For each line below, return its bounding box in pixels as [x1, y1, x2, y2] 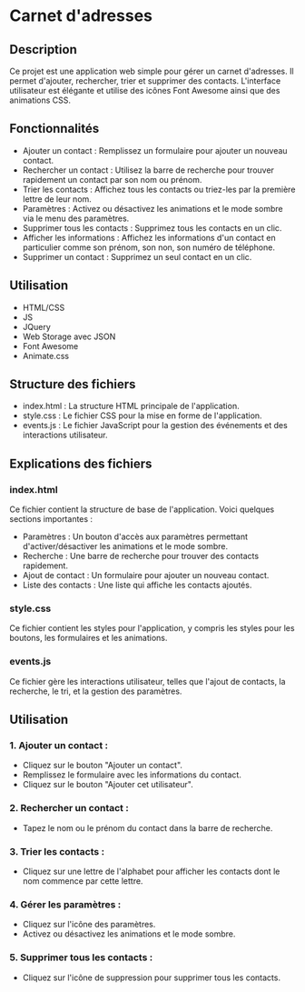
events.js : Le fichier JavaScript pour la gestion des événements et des [22, 420, 288, 431]
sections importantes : [9, 514, 93, 525]
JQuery [22, 321, 52, 332]
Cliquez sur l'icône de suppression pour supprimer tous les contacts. [22, 972, 281, 983]
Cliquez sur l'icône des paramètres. [22, 919, 156, 930]
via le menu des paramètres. [22, 213, 130, 224]
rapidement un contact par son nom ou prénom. [22, 174, 202, 185]
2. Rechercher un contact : [9, 802, 129, 815]
